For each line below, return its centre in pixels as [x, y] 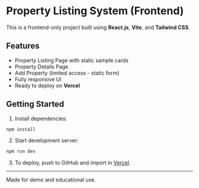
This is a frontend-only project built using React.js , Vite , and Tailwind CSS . [98, 27]
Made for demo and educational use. [51, 180]
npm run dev [21, 152]
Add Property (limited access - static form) [67, 73]
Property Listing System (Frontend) [95, 11]
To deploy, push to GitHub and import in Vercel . [73, 163]
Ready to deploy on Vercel [47, 85]
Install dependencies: [41, 118]
